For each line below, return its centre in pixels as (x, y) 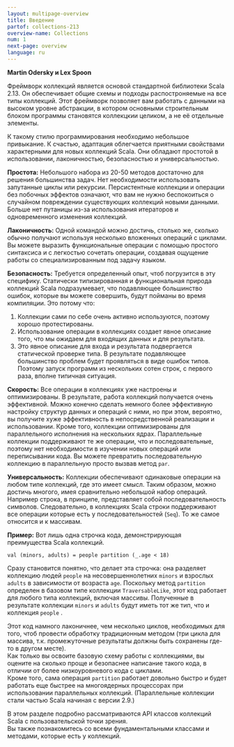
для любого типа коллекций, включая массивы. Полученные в (101, 598)
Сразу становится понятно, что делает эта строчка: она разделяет (107, 568)
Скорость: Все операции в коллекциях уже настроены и (92, 389)
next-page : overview (37, 46)
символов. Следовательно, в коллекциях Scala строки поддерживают (112, 506)
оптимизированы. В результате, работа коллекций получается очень (110, 397)
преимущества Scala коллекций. (56, 542)
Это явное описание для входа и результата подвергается (105, 346)
